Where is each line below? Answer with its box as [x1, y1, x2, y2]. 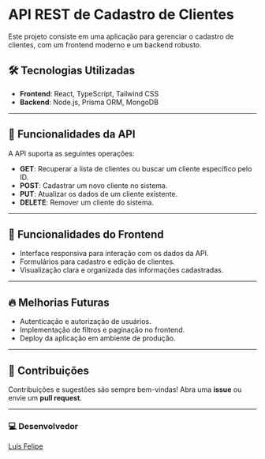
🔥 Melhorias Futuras [8, 295, 110, 309]
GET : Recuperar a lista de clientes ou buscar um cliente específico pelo [19, 164, 252, 173]
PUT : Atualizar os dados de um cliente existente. [19, 189, 178, 198]
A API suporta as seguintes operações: [8, 149, 135, 158]
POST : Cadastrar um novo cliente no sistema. [19, 180, 168, 190]
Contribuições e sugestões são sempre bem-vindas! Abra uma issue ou [8, 385, 242, 394]
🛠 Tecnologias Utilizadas [8, 64, 136, 77]
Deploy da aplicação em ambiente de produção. [19, 333, 176, 343]
